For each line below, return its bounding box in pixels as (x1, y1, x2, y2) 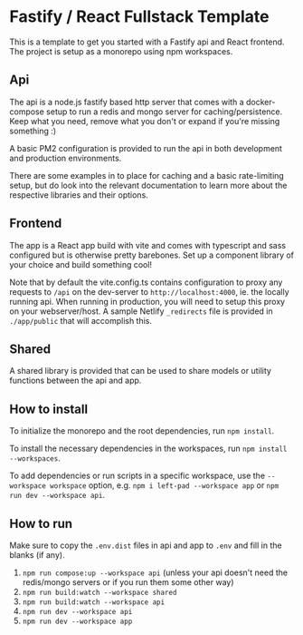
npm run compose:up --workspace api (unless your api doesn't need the (22, 567, 288, 578)
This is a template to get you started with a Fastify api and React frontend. (9, 36, 285, 47)
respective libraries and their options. (9, 189, 149, 200)
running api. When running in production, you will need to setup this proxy (9, 296, 286, 307)
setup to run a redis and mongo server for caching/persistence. (46, 106, 283, 117)
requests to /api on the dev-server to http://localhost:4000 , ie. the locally (9, 286, 289, 297)
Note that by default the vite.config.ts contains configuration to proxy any (9, 277, 283, 288)
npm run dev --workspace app (22, 617, 133, 626)
